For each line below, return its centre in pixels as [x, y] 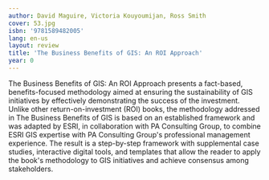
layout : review [34, 46]
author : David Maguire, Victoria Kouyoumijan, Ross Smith [107, 16]
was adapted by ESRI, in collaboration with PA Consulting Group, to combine [134, 126]
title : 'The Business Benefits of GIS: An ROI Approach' [106, 53]
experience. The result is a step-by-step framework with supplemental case [134, 143]
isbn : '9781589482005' [46, 31]
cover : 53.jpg [32, 23]
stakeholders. [31, 169]
